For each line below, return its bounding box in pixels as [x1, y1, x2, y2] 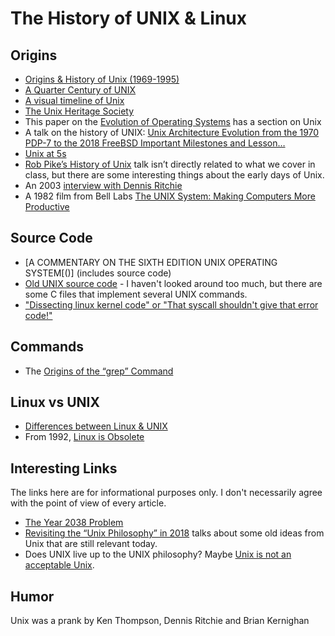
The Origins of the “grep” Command [24, 365, 174, 377]
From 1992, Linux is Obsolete [24, 431, 145, 443]
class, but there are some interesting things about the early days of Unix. [24, 169, 325, 181]
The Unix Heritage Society [24, 105, 135, 117]
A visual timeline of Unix [24, 95, 125, 106]
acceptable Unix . [24, 559, 95, 571]
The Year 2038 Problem [24, 517, 124, 529]
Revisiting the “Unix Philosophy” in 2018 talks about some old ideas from [24, 527, 325, 539]
